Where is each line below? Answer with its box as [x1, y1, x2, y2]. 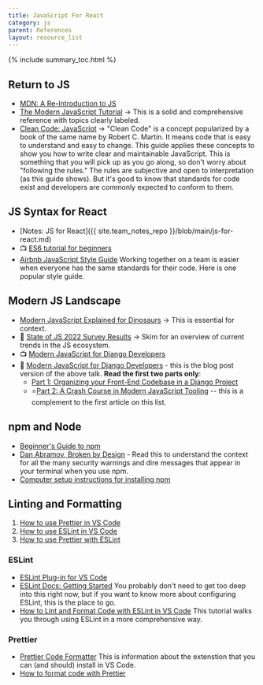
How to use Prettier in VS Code [19, 518, 120, 528]
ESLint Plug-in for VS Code [19, 572, 108, 582]
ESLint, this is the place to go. [19, 598, 117, 607]
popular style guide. [19, 271, 85, 280]
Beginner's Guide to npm [19, 441, 101, 450]
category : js [8, 19, 51, 27]
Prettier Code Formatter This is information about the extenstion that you [19, 651, 256, 661]
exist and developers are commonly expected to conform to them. [19, 183, 235, 192]
